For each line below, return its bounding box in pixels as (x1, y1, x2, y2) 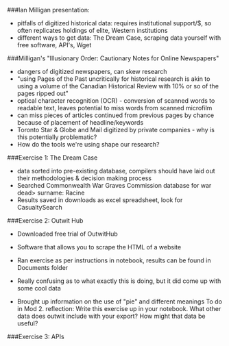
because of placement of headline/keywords (16, 119, 144, 126)
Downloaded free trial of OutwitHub (16, 230, 118, 238)
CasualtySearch (16, 203, 63, 211)
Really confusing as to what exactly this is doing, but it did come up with (16, 277, 221, 285)
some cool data (16, 284, 62, 292)
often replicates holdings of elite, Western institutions (16, 27, 168, 34)
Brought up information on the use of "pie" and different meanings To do (16, 297, 223, 306)
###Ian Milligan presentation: (7, 6, 91, 14)
